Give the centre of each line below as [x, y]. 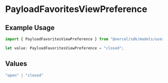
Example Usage [30, 28]
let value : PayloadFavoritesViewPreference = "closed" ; [64, 48]
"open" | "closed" [24, 75]
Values [16, 64]
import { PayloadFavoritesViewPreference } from [57, 39]
